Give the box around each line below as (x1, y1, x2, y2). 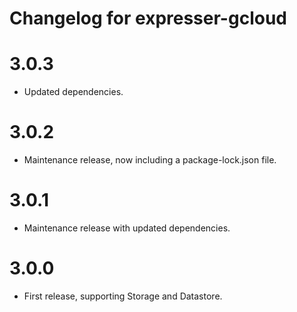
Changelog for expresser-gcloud (9, 7, 287, 30)
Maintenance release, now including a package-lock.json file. (23, 154, 277, 166)
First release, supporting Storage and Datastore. (23, 290, 223, 302)
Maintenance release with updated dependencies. (23, 222, 231, 234)
